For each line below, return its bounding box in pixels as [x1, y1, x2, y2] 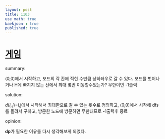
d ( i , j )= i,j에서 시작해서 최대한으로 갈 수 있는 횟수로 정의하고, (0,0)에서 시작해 [5, 102, 151, 108]
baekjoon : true [5, 21, 39, 26]
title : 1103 [5, 12, 30, 17]
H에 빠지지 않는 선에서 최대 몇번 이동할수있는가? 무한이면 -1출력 [14, 82, 137, 88]
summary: [5, 66, 26, 71]
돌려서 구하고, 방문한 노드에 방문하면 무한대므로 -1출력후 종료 [10, 108, 128, 114]
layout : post [5, 7, 32, 12]
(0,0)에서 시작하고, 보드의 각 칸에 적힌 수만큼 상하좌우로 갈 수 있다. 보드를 [5, 75, 147, 82]
